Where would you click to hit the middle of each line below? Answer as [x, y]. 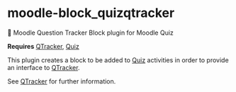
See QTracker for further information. [62, 81]
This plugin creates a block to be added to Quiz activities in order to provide [118, 60]
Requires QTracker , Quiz [43, 46]
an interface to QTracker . [44, 67]
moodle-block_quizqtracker [91, 13]
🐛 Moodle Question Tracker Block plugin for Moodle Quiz [90, 33]
